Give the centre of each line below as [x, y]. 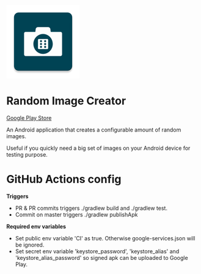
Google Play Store [29, 117]
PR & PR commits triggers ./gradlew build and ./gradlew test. [91, 208]
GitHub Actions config [64, 180]
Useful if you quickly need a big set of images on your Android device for [98, 148]
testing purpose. [27, 154]
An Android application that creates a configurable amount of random [94, 130]
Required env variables [36, 226]
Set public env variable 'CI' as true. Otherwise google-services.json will [105, 238]
